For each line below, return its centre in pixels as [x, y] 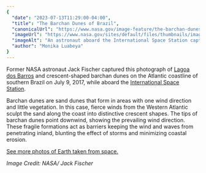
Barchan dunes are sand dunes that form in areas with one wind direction [99, 100]
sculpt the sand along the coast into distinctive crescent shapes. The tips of [102, 113]
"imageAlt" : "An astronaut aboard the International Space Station [100, 40]
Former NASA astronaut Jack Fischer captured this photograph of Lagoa [98, 69]
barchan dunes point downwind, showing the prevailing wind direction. [96, 120]
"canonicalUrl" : [32, 29]
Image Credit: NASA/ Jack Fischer [50, 163]
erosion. [17, 139]
